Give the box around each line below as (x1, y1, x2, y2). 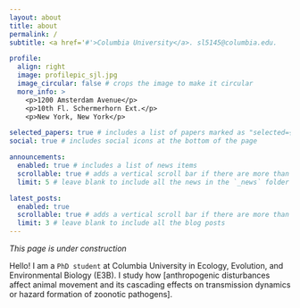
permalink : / (9, 29, 58, 38)
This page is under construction (9, 243, 127, 254)
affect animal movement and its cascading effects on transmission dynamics (9, 279, 291, 290)
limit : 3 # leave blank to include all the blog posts (17, 219, 226, 228)
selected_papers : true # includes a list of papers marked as (9, 129, 246, 137)
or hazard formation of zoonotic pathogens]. (9, 289, 173, 299)
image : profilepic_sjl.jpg (17, 71, 118, 80)
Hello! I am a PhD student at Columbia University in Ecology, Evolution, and (9, 261, 284, 271)
